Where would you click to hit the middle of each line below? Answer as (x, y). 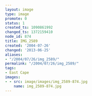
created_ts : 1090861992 (29, 28)
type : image (17, 14)
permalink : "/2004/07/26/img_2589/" (42, 64)
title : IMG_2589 (21, 41)
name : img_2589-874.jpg (38, 86)
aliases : (14, 55)
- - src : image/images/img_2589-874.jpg (46, 81)
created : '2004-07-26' (28, 46)
